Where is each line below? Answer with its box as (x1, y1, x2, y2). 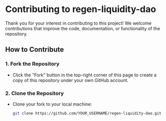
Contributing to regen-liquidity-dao (5, 4, 156, 15)
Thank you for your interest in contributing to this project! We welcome (5, 20, 152, 26)
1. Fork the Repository (5, 60, 60, 67)
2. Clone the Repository (5, 89, 64, 96)
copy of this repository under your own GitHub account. (12, 77, 129, 83)
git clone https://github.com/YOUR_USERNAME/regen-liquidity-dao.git (12, 110, 162, 116)
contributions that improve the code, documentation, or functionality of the (5, 25, 160, 31)
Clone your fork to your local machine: (12, 101, 92, 107)
